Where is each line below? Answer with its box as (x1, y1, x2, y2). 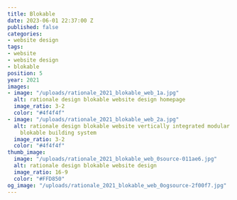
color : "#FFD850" (13, 175, 65, 182)
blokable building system (20, 129, 97, 136)
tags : (7, 43, 23, 50)
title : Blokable (7, 10, 55, 18)
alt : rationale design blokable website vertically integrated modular (13, 122, 231, 130)
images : (7, 83, 31, 90)
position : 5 (7, 70, 43, 77)
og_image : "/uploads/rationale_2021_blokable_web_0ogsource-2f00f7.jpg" (7, 182, 227, 189)
